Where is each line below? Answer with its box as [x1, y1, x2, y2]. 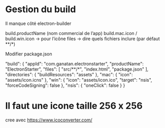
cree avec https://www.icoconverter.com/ [5, 117, 92, 123]
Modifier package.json [5, 51, 52, 57]
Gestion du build [5, 4, 76, 15]
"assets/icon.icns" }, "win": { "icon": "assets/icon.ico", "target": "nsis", [5, 77, 152, 83]
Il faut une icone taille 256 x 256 [5, 100, 143, 112]
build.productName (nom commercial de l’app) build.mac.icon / [5, 30, 138, 36]
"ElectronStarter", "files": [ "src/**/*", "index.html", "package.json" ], [5, 66, 149, 72]
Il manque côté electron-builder [5, 20, 72, 26]
